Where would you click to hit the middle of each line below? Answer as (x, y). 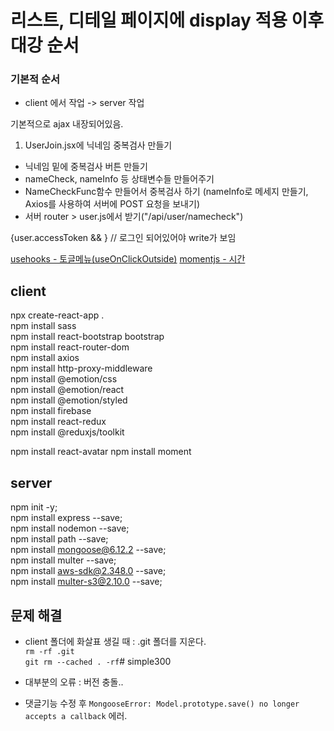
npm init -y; (34, 507)
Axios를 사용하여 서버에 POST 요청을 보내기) (112, 204)
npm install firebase (51, 411)
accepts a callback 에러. (76, 715)
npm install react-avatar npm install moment (101, 452)
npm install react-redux (58, 422)
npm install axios (45, 358)
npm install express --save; (66, 518)
